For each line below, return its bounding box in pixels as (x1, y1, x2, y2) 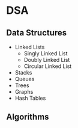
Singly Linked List (23, 50, 68, 57)
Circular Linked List (23, 62, 72, 70)
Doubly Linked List (23, 56, 70, 63)
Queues (14, 76, 35, 82)
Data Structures (6, 28, 67, 38)
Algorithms (6, 112, 49, 122)
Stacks (14, 69, 32, 76)
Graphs (14, 88, 34, 95)
